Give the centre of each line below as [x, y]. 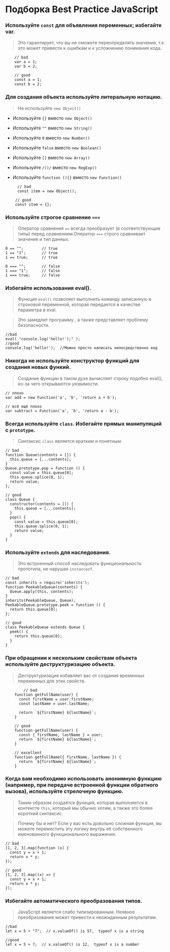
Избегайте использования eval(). [48, 288]
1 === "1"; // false [32, 271]
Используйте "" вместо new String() [52, 128]
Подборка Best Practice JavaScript [82, 9]
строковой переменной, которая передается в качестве [79, 305]
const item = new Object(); [47, 191]
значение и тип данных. [43, 239]
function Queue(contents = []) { [41, 455]
